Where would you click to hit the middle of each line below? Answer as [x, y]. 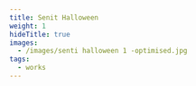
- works [32, 68]
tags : [19, 59]
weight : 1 [28, 26]
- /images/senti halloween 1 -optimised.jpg [103, 51]
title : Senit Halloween [54, 17]
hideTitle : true [40, 34]
